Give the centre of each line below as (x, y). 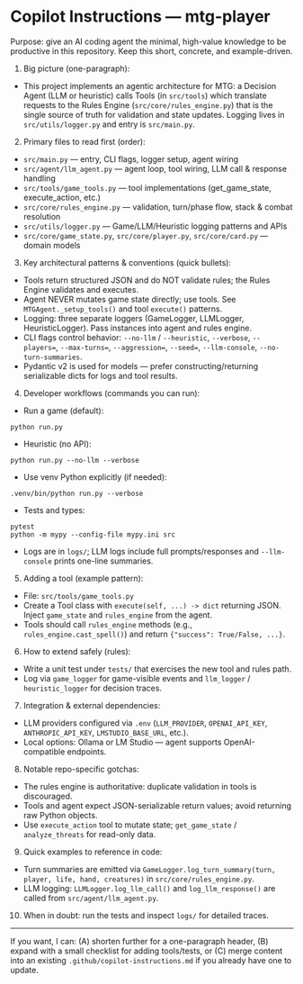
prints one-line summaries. (103, 561)
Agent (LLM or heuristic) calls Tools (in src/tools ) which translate (145, 95)
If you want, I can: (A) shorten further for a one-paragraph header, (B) (139, 941)
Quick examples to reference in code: (93, 852)
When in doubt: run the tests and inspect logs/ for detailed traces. (146, 915)
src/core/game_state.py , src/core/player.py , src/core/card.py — (146, 235)
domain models (52, 245)
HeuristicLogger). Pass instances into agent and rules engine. (138, 328)
